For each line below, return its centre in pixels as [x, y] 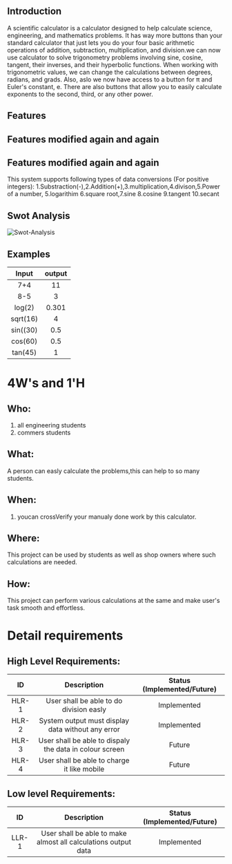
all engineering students [51, 425]
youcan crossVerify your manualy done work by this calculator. [107, 517]
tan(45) [24, 353]
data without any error [84, 729]
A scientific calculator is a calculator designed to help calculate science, [110, 28]
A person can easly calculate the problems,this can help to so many [104, 471]
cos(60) [25, 341]
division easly [84, 709]
